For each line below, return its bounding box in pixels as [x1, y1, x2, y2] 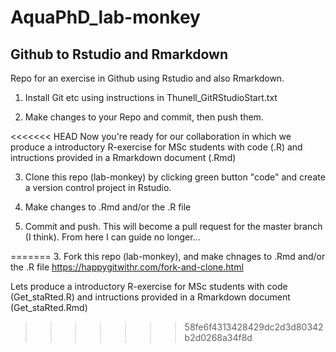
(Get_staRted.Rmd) [10, 302, 88, 313]
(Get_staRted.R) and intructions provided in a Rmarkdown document [10, 291, 291, 303]
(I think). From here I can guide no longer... [24, 231, 201, 243]
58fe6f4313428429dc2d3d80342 [184, 321, 324, 333]
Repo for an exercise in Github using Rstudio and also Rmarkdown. [10, 72, 285, 84]
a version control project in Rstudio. [24, 182, 172, 193]
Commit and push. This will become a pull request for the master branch [24, 221, 323, 232]
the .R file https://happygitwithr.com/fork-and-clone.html [10, 261, 244, 273]
